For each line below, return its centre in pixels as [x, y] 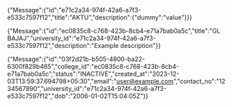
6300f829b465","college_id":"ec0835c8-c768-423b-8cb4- [93, 66]
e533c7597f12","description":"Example [63, 46]
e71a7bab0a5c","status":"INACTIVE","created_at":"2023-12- [93, 74]
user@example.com [145, 81]
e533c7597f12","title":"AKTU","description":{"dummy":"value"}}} [100, 17]
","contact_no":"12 [199, 81]
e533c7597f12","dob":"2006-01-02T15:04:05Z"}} [78, 96]
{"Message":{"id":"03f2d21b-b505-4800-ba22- [76, 59]
